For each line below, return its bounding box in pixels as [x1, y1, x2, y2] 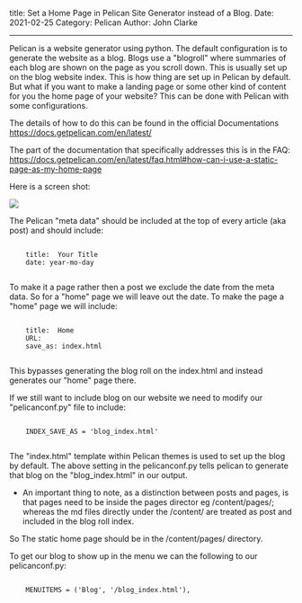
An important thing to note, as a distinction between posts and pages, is [22, 487, 289, 498]
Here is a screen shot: [9, 182, 91, 191]
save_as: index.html [25, 341, 102, 350]
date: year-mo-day [25, 258, 94, 267]
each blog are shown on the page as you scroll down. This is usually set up [9, 62, 288, 73]
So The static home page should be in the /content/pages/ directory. [9, 534, 263, 544]
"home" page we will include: [9, 301, 119, 311]
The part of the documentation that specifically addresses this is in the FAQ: [9, 145, 290, 155]
